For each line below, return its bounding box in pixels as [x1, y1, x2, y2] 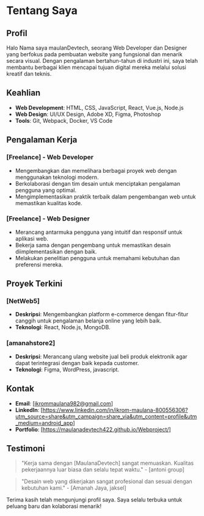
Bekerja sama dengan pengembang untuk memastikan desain [15, 241, 171, 249]
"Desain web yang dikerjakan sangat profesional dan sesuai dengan [21, 478, 192, 485]
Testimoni [6, 443, 45, 454]
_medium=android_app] [15, 419, 75, 426]
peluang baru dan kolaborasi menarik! [6, 503, 102, 510]
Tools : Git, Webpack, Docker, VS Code [15, 117, 113, 124]
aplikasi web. [15, 234, 49, 242]
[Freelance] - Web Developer [6, 153, 93, 162]
